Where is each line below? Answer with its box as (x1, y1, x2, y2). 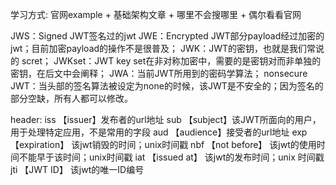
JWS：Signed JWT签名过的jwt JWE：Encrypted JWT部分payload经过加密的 (10, 30, 325, 42)
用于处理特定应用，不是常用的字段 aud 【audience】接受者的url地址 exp (10, 126, 308, 138)
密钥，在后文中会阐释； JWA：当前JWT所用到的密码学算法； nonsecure (10, 68, 308, 79)
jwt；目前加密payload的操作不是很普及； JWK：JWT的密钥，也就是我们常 (10, 43, 317, 54)
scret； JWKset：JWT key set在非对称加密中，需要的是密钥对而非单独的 (21, 55, 322, 67)
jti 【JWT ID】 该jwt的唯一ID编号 (10, 164, 145, 175)
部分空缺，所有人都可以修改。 (10, 93, 133, 104)
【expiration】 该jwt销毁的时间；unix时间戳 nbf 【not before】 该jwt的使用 (10, 139, 317, 150)
